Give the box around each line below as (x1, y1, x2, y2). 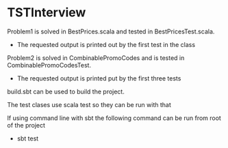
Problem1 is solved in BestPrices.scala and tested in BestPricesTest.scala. (7, 27, 215, 35)
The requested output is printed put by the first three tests (16, 74, 181, 83)
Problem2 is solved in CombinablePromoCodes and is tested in (7, 53, 185, 62)
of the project (7, 121, 46, 129)
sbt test (16, 134, 39, 143)
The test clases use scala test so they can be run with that (7, 100, 171, 108)
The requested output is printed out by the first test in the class (16, 40, 196, 48)
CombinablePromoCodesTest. (7, 61, 91, 69)
